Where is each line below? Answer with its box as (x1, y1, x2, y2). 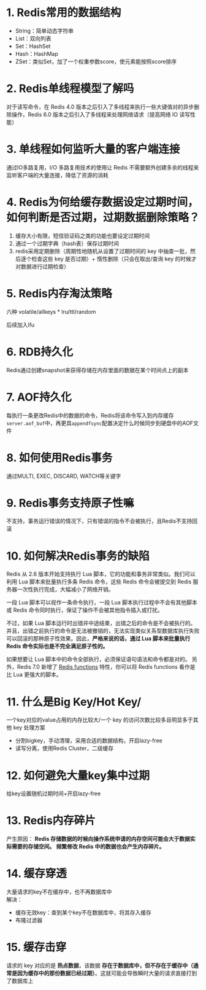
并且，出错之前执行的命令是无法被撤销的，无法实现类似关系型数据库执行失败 (6, 627, 200, 634)
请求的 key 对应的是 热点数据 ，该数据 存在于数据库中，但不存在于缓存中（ (6, 962, 193, 969)
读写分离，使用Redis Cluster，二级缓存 (15, 744, 114, 752)
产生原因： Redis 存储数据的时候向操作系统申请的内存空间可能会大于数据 (6, 835, 191, 843)
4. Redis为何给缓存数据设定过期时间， (6, 195, 199, 209)
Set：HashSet (15, 42, 51, 50)
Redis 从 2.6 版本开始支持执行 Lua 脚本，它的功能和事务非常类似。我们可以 (6, 571, 196, 578)
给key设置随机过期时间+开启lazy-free (6, 790, 101, 797)
